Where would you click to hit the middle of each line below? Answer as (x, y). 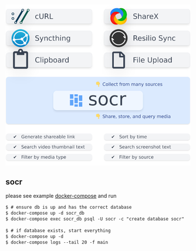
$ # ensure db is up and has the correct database (69, 207)
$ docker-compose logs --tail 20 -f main (57, 243)
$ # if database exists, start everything (58, 231)
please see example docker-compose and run (61, 196)
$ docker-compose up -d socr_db (45, 213)
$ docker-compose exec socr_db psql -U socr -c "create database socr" (95, 219)
